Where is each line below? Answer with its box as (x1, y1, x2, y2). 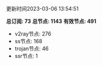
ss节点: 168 (14, 38, 42, 44)
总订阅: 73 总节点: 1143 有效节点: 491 (6, 18, 96, 25)
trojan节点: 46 (14, 45, 49, 52)
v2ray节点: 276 (14, 30, 51, 37)
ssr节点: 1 (14, 53, 38, 59)
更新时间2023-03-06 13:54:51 (6, 5, 79, 12)
